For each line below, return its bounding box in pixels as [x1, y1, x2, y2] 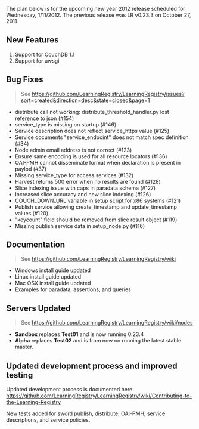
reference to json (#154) [14, 115, 74, 122]
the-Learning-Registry [6, 399, 61, 406]
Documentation [6, 240, 66, 250]
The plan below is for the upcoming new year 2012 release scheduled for [6, 5, 186, 12]
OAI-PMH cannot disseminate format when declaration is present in [14, 159, 181, 166]
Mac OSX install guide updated [14, 280, 91, 287]
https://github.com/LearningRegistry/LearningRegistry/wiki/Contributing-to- [6, 392, 192, 399]
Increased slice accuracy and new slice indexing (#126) [14, 190, 151, 197]
